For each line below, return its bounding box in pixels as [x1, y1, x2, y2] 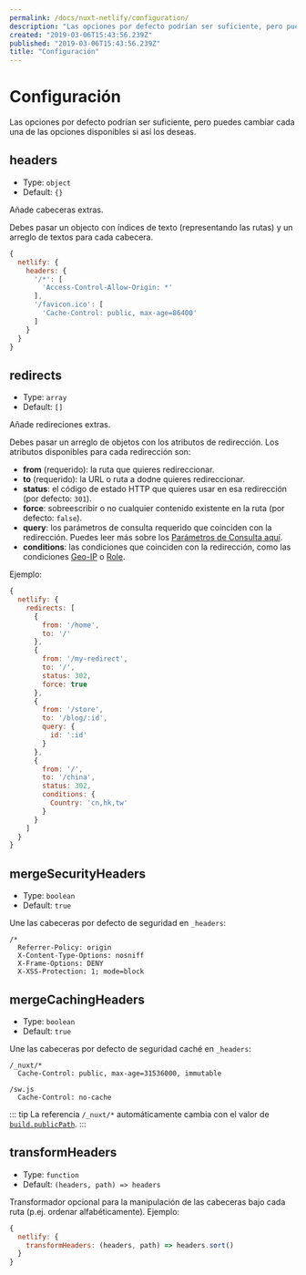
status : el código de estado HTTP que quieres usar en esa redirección [22, 484, 288, 495]
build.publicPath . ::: [9, 1118, 87, 1129]
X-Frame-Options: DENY [17, 959, 104, 969]
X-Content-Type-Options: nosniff [17, 951, 145, 961]
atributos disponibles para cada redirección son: [9, 447, 191, 458]
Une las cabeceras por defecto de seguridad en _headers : [9, 918, 226, 929]
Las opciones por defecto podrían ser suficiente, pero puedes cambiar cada [9, 117, 295, 128]
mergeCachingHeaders [9, 992, 146, 1007]
